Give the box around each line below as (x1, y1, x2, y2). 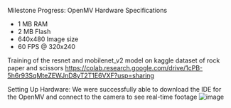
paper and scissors (7, 64, 64, 72)
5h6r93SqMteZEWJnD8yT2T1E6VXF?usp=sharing (7, 71, 155, 80)
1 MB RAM (17, 20, 48, 28)
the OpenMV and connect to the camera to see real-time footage (7, 92, 198, 101)
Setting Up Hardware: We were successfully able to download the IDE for (7, 85, 222, 93)
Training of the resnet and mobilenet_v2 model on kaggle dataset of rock (7, 56, 220, 65)
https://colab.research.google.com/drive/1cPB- (65, 64, 203, 72)
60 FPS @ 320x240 (17, 43, 76, 50)
